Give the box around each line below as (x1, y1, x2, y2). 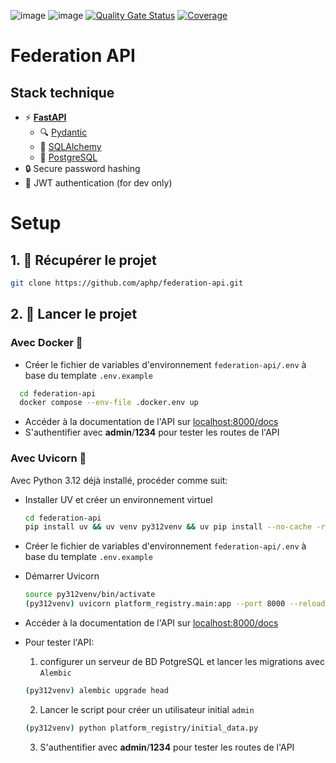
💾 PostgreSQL (39, 151, 98, 163)
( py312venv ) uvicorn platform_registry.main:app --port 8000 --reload (24, 599, 326, 609)
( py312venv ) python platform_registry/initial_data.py (24, 723, 259, 733)
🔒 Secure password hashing (24, 163, 141, 174)
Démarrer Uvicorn (24, 570, 100, 582)
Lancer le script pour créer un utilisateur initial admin (39, 703, 255, 715)
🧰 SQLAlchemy (39, 141, 102, 152)
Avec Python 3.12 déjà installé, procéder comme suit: (10, 474, 228, 486)
